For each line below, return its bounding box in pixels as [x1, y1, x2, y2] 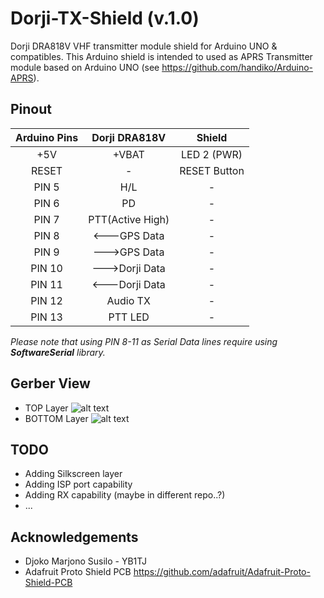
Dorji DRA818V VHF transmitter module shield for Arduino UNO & [10, 40, 278, 52]
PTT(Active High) [88, 212, 170, 226]
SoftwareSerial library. [10, 346, 106, 358]
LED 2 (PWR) [181, 147, 243, 161]
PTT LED [108, 310, 150, 324]
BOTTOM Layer [24, 412, 89, 424]
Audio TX [106, 293, 151, 307]
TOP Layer [24, 402, 69, 414]
